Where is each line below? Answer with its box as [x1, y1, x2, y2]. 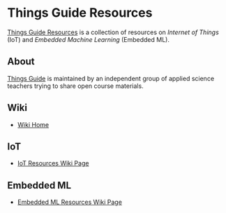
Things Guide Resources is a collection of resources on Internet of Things [7, 28, 220, 36]
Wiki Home [17, 120, 50, 128]
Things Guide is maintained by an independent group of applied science [7, 74, 215, 82]
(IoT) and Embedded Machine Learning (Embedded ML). [7, 35, 169, 43]
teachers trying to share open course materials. [7, 82, 144, 90]
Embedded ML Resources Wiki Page [17, 198, 122, 207]
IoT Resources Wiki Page [17, 159, 89, 168]
